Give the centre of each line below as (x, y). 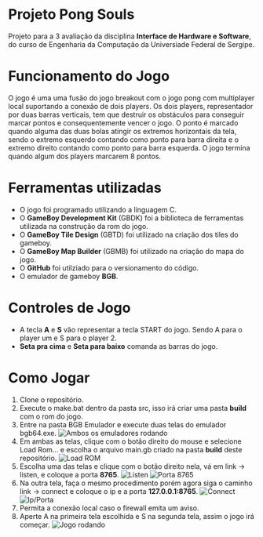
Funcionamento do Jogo (89, 76)
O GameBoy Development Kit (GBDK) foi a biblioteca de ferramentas (131, 218)
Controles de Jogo (69, 308)
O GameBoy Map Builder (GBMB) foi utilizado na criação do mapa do (132, 251)
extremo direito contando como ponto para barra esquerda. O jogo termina (129, 147)
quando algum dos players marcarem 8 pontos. (85, 156)
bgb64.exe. (38, 433)
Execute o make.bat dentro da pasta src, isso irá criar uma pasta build (133, 408)
